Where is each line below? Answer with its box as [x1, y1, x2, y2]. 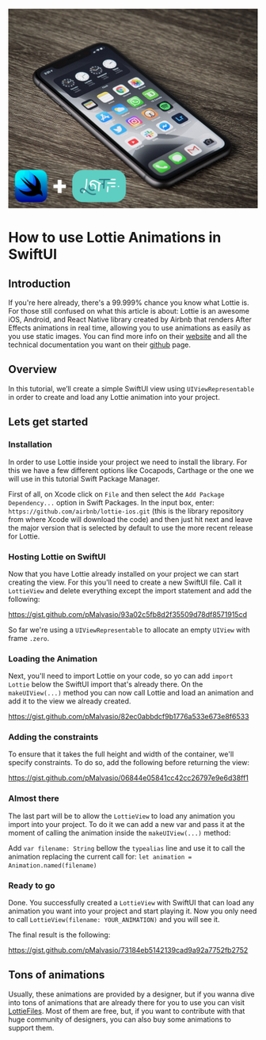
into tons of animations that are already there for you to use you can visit [8, 997, 245, 1007]
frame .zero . [8, 633, 50, 642]
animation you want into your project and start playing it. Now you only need [8, 906, 257, 916]
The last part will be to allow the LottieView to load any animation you [8, 811, 236, 821]
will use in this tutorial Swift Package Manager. [8, 474, 161, 483]
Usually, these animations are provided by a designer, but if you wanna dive [8, 989, 255, 999]
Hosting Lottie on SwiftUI [8, 551, 106, 562]
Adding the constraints [8, 732, 99, 743]
